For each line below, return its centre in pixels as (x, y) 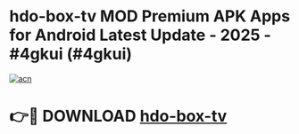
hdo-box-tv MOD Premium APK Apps (150, 16)
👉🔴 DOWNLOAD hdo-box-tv (118, 116)
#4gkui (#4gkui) (71, 54)
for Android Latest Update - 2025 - (141, 35)
